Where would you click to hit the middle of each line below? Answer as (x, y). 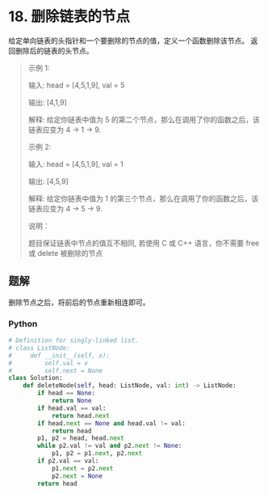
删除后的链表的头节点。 (54, 50)
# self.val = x (48, 363)
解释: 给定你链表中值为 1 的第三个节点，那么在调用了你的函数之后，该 (143, 198)
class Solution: (36, 378)
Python (23, 323)
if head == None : (66, 394)
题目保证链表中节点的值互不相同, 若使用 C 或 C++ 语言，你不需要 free (144, 243)
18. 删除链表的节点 (69, 17)
